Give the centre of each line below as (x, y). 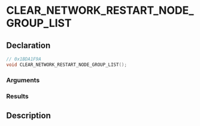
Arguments (23, 80)
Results (17, 96)
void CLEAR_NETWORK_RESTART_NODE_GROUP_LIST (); (67, 64)
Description (28, 115)
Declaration (28, 45)
